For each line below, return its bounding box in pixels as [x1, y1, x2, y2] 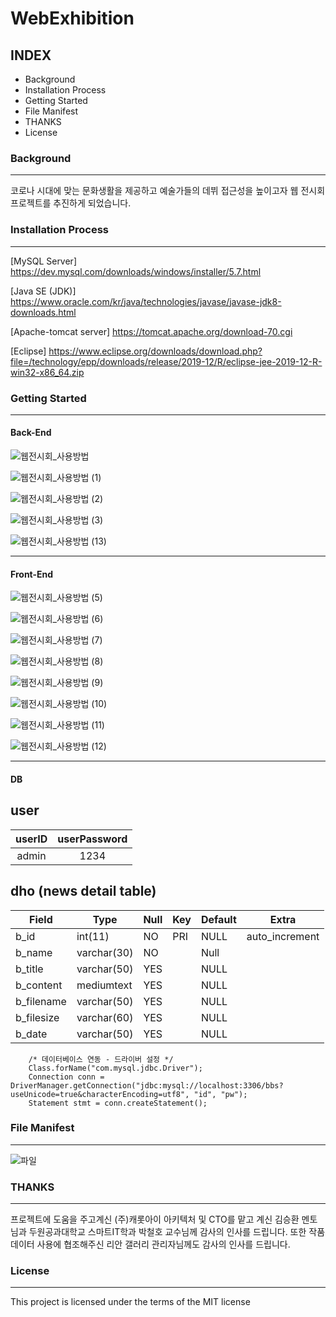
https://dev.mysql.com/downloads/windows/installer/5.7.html [10, 265, 262, 277]
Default [200, 912, 237, 926]
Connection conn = [28, 1072, 105, 1082]
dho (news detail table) [10, 883, 157, 900]
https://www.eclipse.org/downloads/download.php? [48, 345, 263, 357]
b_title [15, 962, 44, 976]
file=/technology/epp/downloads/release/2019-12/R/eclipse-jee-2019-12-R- [10, 355, 323, 367]
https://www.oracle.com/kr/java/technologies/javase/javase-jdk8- [10, 295, 282, 307]
